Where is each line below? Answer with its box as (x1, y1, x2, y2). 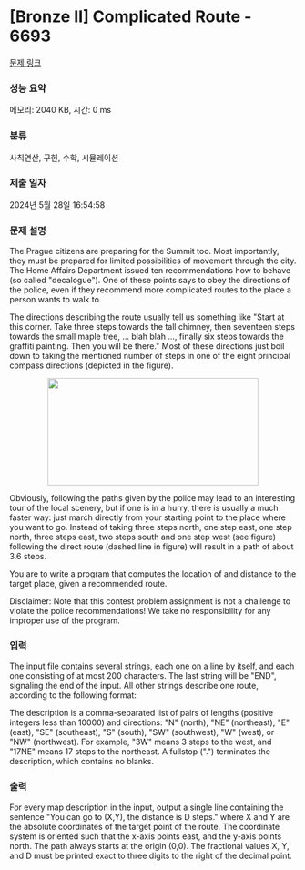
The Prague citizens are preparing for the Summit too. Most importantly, (9, 246, 280, 257)
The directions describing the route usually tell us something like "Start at (9, 312, 285, 322)
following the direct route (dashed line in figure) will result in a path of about (9, 541, 294, 552)
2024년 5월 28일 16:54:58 (9, 199, 106, 210)
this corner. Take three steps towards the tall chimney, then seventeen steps (9, 322, 296, 333)
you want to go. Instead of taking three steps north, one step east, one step (9, 522, 293, 533)
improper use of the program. (9, 615, 120, 626)
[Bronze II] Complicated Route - (9, 6, 252, 27)
